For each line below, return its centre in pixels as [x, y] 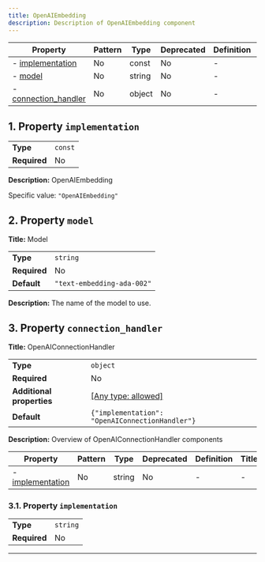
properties [32, 401]
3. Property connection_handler [86, 328]
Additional [32, 390]
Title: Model [28, 240]
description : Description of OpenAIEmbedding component [102, 23]
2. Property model [51, 220]
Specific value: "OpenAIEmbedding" [63, 195]
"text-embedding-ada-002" [103, 284]
